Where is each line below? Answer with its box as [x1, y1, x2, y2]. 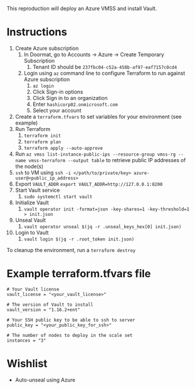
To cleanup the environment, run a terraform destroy [6, 246, 136, 253]
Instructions [6, 26, 67, 39]
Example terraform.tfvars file [6, 267, 151, 280]
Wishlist [6, 357, 47, 370]
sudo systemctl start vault [23, 194, 93, 199]
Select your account [32, 106, 81, 113]
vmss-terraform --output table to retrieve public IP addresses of [28, 156, 186, 163]
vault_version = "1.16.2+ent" [6, 307, 81, 312]
